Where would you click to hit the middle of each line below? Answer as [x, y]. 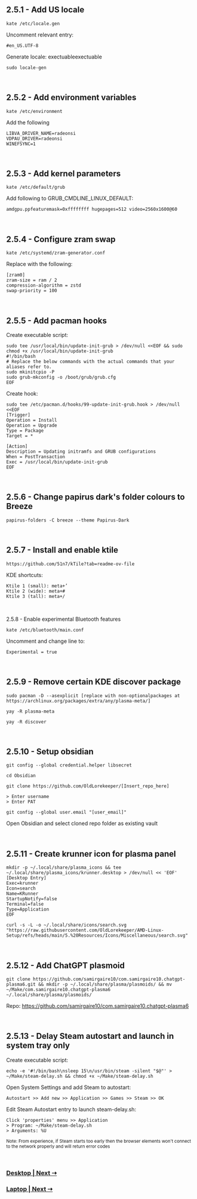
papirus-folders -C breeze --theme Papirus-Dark [68, 520]
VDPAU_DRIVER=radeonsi [34, 139]
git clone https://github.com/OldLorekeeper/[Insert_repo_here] [88, 786]
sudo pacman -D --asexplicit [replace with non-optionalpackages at [93, 695]
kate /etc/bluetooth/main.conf [45, 630]
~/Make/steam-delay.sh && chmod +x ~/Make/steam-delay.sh [80, 1076]
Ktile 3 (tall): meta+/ [36, 596]
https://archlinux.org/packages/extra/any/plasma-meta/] [79, 701]
